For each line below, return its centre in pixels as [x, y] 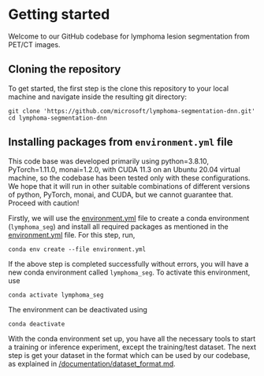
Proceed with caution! [44, 203]
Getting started [59, 15]
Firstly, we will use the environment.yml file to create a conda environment [129, 218]
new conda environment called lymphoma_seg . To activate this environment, [129, 272]
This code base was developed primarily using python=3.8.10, [109, 161]
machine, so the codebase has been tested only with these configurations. [129, 178]
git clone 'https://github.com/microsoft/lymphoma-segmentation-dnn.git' [132, 111]
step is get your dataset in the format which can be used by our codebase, [129, 355]
